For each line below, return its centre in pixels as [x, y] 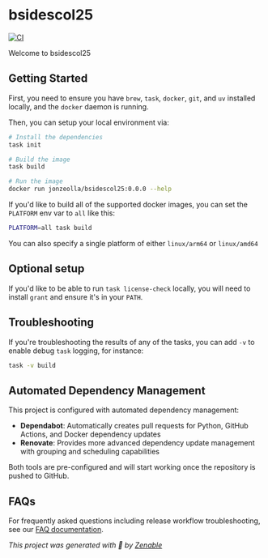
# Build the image [39, 160]
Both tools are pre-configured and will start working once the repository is [132, 467]
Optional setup [47, 269]
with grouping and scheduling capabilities [90, 452]
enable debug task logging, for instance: [76, 351]
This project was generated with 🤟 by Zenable [85, 545]
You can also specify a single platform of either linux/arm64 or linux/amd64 [133, 243]
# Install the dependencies [56, 137]
